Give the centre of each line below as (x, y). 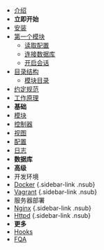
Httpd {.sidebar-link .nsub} (52, 215)
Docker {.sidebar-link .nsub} (54, 185)
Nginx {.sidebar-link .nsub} (53, 208)
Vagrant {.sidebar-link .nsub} (55, 192)
